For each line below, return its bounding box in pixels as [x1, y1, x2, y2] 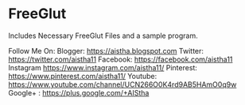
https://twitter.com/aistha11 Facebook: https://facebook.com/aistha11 [8, 54, 233, 64]
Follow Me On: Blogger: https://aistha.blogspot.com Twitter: [8, 46, 204, 55]
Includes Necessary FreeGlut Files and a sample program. [8, 31, 198, 40]
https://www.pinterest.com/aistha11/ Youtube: [8, 71, 157, 81]
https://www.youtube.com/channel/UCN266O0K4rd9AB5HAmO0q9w [8, 80, 237, 89]
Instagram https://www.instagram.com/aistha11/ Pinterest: [8, 62, 197, 72]
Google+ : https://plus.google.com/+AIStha [8, 88, 150, 97]
